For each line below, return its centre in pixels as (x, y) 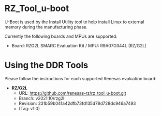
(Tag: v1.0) (29, 108)
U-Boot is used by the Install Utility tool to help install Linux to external (74, 22)
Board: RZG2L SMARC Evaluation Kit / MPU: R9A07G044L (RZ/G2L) (79, 45)
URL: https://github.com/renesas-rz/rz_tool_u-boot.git (72, 93)
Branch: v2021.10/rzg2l (42, 98)
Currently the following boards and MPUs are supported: (61, 36)
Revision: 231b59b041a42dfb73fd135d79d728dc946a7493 (77, 103)
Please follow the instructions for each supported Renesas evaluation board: (80, 78)
